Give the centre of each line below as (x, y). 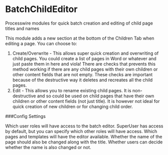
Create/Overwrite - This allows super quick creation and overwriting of (86, 53)
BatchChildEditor (41, 9)
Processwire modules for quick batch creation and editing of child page (79, 23)
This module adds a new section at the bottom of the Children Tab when (80, 38)
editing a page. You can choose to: (41, 43)
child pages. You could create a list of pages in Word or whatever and (84, 58)
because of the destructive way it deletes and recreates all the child (82, 80)
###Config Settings (26, 116)
